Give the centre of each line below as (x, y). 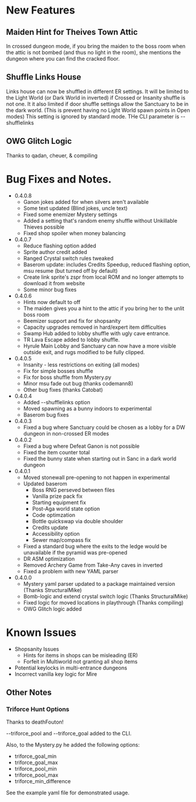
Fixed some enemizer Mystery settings (70, 214)
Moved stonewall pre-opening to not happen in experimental (97, 477)
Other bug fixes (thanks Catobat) (63, 390)
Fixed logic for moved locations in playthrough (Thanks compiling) (103, 602)
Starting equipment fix (59, 502)
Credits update (50, 527)
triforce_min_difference (43, 781)
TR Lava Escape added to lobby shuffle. (72, 339)
